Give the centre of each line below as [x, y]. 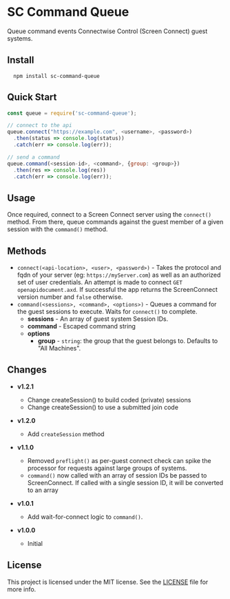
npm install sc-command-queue [56, 76]
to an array [43, 490]
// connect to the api [40, 126]
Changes [27, 370]
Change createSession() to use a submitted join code [103, 407]
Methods [27, 251]
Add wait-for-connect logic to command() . [85, 517]
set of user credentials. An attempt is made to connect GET [100, 282]
